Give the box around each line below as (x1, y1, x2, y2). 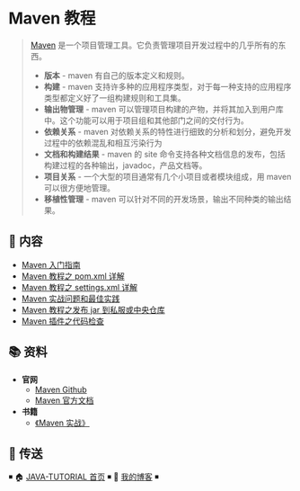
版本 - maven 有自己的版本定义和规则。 (43, 69, 190, 81)
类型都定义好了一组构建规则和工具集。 (43, 92, 186, 103)
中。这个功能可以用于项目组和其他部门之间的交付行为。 (43, 114, 249, 126)
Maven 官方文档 (34, 395, 94, 406)
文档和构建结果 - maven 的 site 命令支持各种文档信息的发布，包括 (43, 148, 287, 159)
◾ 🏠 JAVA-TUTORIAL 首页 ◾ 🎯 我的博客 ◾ (8, 471, 159, 482)
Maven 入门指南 (21, 259, 82, 270)
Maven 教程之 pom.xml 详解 (21, 271, 125, 281)
